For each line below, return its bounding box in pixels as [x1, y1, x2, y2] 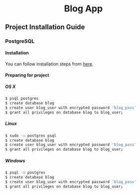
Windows [5, 157, 26, 164]
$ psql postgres [5, 96, 39, 101]
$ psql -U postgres [5, 170, 46, 175]
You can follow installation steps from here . [5, 61, 93, 67]
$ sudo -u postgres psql [5, 133, 57, 138]
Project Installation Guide [5, 23, 85, 31]
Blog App [64, 3, 103, 14]
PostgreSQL [5, 38, 35, 45]
